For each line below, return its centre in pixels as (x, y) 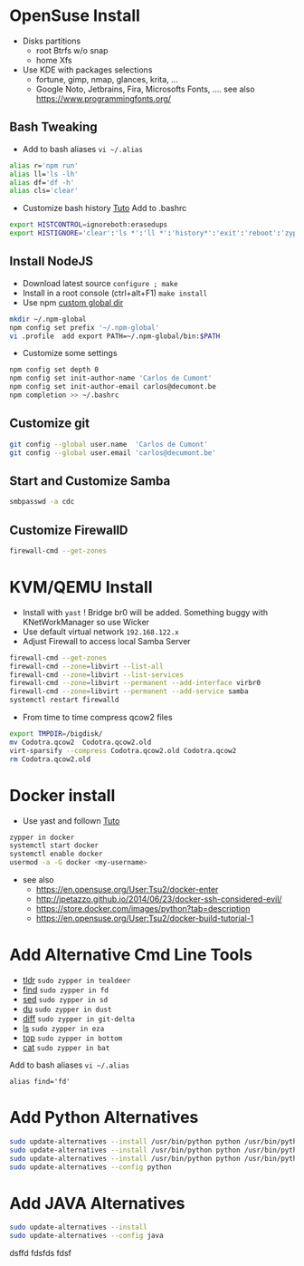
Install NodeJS (51, 261)
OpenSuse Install (75, 16)
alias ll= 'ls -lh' (44, 174)
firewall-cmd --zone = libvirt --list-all (87, 666)
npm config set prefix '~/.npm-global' (85, 327)
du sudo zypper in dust (67, 1009)
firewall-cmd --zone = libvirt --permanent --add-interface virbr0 (135, 683)
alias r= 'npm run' (44, 165)
